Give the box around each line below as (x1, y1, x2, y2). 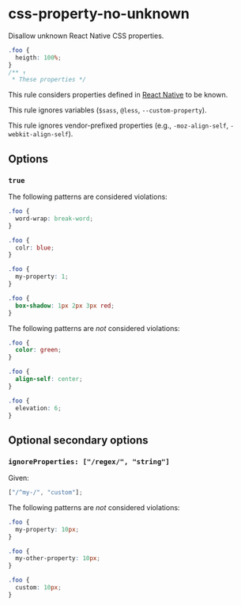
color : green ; (15, 346, 62, 354)
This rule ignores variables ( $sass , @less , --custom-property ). (8, 105, 207, 115)
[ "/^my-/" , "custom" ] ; (8, 489, 83, 497)
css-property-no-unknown (8, 5, 190, 23)
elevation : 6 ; (15, 404, 62, 412)
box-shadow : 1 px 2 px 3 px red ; (15, 302, 115, 310)
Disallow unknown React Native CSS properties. (8, 31, 164, 40)
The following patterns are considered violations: (8, 192, 168, 201)
